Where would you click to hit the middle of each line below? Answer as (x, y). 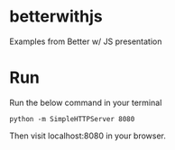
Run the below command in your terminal (86, 102)
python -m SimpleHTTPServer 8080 (72, 119)
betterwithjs (56, 17)
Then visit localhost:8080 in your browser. (88, 136)
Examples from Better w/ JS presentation (86, 41)
